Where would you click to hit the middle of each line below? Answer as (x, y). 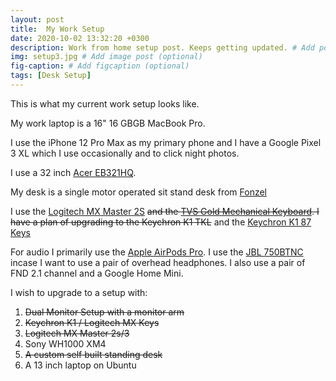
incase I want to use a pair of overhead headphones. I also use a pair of (158, 262)
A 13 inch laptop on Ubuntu (80, 365)
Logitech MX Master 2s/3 (77, 333)
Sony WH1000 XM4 (65, 343)
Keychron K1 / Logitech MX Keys (92, 322)
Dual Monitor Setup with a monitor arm (104, 312)
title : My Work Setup (57, 29)
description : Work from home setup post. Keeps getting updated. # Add (162, 47)
